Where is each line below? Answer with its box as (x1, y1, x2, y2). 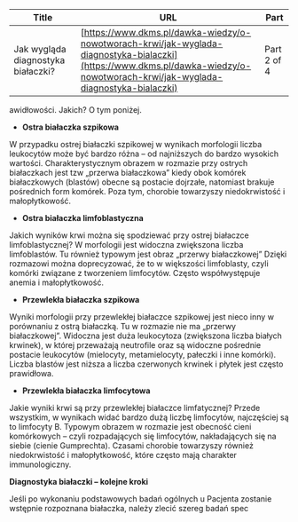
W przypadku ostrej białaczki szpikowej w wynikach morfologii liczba (9, 139, 263, 149)
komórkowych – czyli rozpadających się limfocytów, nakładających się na (9, 431, 277, 441)
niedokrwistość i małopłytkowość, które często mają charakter (9, 450, 238, 460)
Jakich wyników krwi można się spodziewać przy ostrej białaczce (9, 230, 250, 241)
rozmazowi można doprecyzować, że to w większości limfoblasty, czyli (9, 258, 269, 269)
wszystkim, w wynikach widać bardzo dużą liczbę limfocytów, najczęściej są (9, 412, 289, 423)
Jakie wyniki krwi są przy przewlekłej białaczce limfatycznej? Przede (9, 403, 261, 413)
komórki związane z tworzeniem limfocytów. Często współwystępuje (9, 268, 261, 278)
